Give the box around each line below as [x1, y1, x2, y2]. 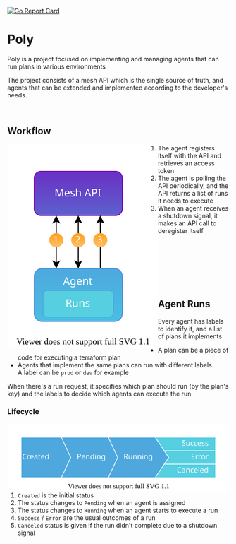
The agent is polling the [158, 174, 227, 182]
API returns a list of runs [158, 189, 228, 197]
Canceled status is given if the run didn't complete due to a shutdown [17, 521, 218, 529]
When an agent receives [158, 203, 229, 212]
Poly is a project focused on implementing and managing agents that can [7, 54, 220, 63]
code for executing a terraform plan [17, 353, 121, 362]
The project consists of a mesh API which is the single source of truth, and [7, 76, 224, 84]
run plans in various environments [7, 62, 106, 71]
